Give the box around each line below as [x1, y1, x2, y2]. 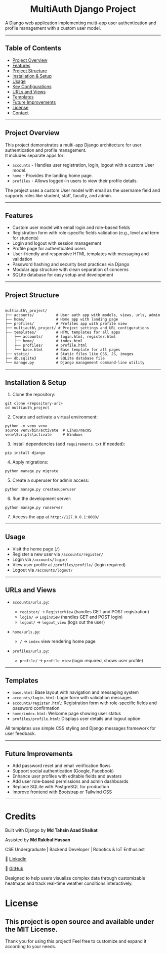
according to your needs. [5, 944, 56, 950]
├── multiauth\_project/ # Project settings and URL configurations [5, 325, 149, 331]
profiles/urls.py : [12, 648, 49, 654]
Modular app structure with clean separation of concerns [12, 267, 129, 273]
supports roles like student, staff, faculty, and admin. [5, 192, 112, 198]
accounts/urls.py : [12, 599, 49, 605]
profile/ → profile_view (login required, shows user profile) [19, 657, 143, 663]
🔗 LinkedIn [5, 856, 27, 862]
